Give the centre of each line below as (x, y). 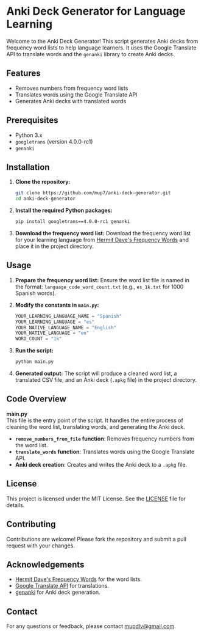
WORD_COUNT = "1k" (38, 339)
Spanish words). (36, 293)
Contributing (31, 525)
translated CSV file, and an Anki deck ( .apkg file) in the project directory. (106, 380)
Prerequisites (32, 120)
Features (23, 74)
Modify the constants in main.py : (57, 305)
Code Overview (37, 399)
